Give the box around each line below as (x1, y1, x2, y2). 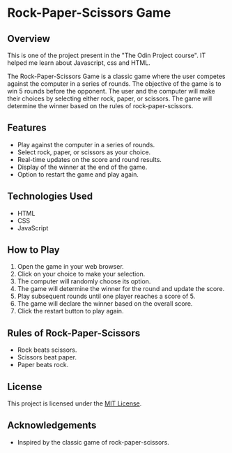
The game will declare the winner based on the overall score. (17, 299, 193, 308)
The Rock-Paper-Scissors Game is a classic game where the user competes (7, 72, 226, 80)
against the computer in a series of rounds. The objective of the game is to (7, 80, 222, 88)
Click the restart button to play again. (17, 307, 124, 315)
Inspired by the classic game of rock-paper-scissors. (17, 438, 169, 446)
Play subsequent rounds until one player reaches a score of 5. (17, 292, 196, 301)
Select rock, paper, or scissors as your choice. (17, 148, 151, 156)
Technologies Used (7, 191, 93, 202)
